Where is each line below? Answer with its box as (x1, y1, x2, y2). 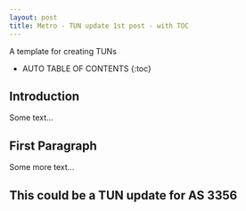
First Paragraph (9, 138, 98, 153)
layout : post (9, 12, 58, 22)
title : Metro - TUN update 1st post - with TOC (9, 21, 190, 30)
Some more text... (9, 162, 75, 173)
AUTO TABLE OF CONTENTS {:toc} (21, 63, 152, 74)
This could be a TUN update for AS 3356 (9, 188, 238, 203)
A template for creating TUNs (9, 45, 118, 56)
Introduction (9, 88, 80, 103)
